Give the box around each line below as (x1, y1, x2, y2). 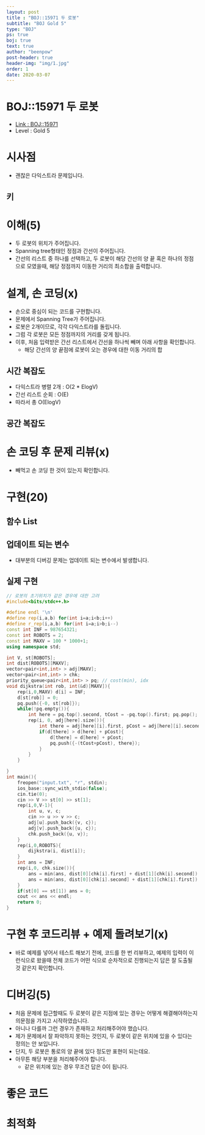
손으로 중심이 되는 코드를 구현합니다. (15, 307, 102, 315)
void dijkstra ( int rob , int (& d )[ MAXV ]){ (6, 683, 111, 689)
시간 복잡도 (6, 366, 46, 376)
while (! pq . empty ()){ (17, 706, 70, 712)
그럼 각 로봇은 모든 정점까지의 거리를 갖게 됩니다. (15, 331, 131, 338)
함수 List (6, 516, 38, 527)
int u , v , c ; (28, 808, 62, 815)
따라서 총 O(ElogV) (15, 399, 61, 406)
